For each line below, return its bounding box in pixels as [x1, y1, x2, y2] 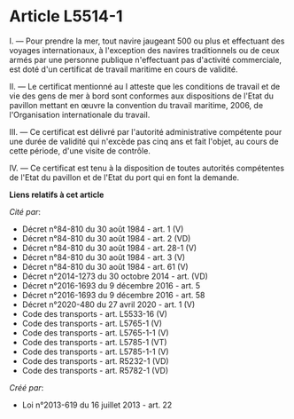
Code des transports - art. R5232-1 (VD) [21, 355, 170, 366]
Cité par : [9, 206, 42, 217]
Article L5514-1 [9, 6, 123, 27]
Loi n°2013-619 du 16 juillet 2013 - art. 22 [21, 399, 173, 410]
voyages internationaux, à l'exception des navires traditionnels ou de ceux [9, 44, 280, 55]
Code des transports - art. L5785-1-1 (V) [21, 346, 170, 357]
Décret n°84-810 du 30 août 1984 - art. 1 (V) [21, 224, 184, 234]
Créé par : [9, 382, 44, 392]
